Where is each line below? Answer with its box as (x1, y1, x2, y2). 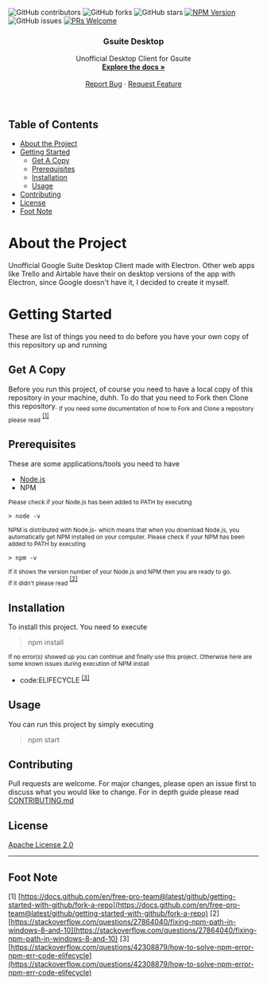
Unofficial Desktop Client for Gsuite (75, 54, 192, 64)
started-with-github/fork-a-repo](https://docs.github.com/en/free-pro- (8, 900, 241, 910)
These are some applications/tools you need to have (8, 458, 180, 469)
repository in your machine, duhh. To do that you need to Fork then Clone (8, 392, 249, 402)
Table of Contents (8, 118, 99, 131)
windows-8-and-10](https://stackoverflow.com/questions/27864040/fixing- (8, 925, 257, 935)
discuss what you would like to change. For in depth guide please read (8, 788, 239, 797)
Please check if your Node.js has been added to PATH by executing (8, 498, 192, 506)
